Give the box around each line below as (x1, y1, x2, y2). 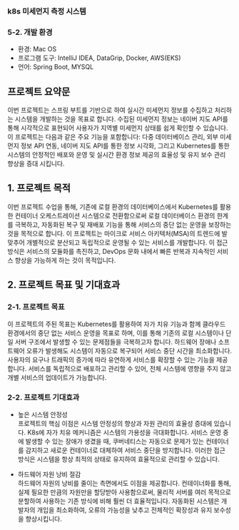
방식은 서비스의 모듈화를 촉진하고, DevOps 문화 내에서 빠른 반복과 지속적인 (7, 247, 215, 255)
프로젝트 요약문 (7, 86, 71, 98)
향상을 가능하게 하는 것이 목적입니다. (14, 255, 116, 265)
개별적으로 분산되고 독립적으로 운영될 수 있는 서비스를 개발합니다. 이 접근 (26, 238, 228, 247)
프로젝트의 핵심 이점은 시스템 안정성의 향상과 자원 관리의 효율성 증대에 (17, 419, 213, 427)
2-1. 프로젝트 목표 (7, 302, 66, 312)
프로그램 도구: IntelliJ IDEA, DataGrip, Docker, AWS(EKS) (17, 53, 181, 62)
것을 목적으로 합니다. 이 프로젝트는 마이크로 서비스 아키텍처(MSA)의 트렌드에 (7, 229, 220, 238)
